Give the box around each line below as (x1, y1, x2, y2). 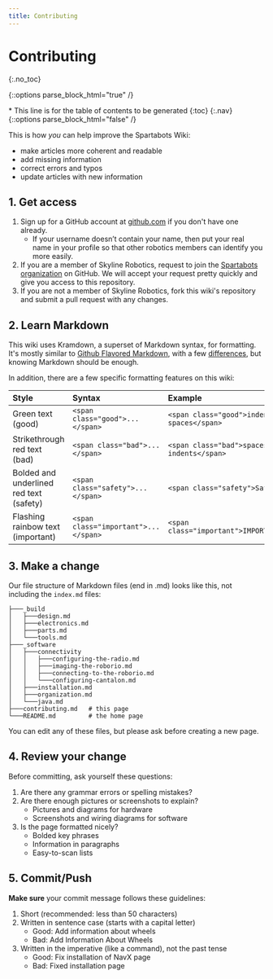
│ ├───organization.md (8, 691, 93, 699)
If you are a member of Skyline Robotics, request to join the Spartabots (19, 260, 258, 270)
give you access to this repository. (19, 278, 136, 288)
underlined (12, 477, 54, 489)
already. (19, 226, 48, 235)
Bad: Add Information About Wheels (32, 934, 153, 945)
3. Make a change (8, 559, 100, 573)
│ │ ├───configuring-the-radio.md (8, 655, 140, 663)
